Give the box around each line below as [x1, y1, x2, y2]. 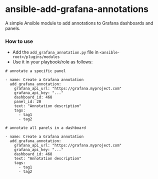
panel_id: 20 [14, 99, 41, 104]
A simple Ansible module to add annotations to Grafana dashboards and [5, 20, 153, 26]
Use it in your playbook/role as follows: [12, 59, 93, 65]
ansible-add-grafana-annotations [5, 3, 149, 15]
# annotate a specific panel [5, 68, 66, 73]
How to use [5, 37, 33, 44]
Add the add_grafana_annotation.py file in [12, 49, 99, 55]
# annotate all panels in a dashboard [5, 125, 86, 130]
